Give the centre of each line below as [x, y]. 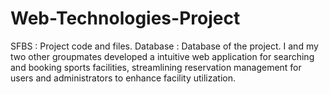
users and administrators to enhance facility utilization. [123, 78]
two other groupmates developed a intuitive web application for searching [162, 56]
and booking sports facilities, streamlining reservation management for [156, 67]
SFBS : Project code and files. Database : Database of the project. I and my [164, 46]
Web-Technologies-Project [125, 18]
